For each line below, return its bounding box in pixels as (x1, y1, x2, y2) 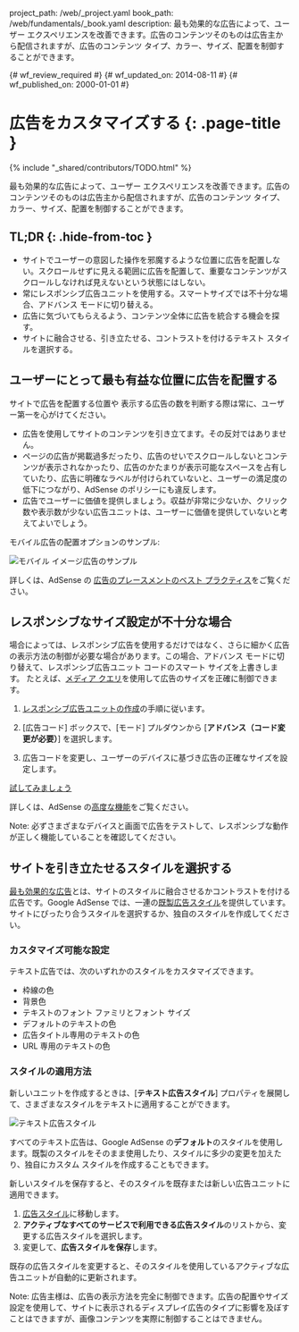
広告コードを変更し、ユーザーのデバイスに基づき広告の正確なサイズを (21, 753, 280, 763)
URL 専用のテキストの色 (21, 1041, 111, 1051)
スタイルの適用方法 (9, 1066, 92, 1078)
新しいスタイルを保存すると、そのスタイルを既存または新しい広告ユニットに (9, 1177, 291, 1188)
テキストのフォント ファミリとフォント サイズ (21, 1007, 191, 1018)
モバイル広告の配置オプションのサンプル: (9, 536, 161, 547)
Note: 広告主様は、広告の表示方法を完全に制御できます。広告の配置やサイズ (9, 1291, 288, 1302)
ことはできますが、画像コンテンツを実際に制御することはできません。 (9, 1313, 268, 1324)
